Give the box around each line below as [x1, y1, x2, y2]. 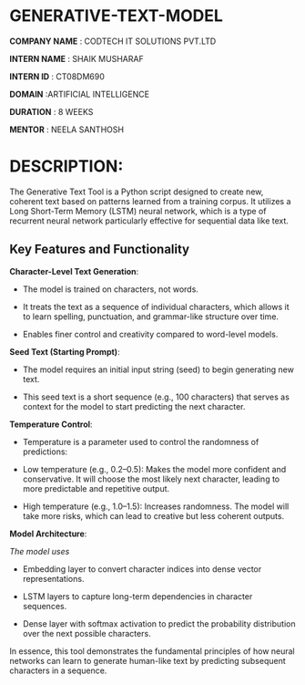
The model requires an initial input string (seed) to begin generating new [22, 364, 294, 375]
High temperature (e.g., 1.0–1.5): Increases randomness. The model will [22, 501, 290, 512]
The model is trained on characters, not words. [22, 284, 198, 295]
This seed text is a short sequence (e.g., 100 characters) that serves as [22, 391, 290, 402]
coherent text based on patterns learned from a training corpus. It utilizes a [9, 195, 291, 206]
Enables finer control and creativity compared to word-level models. [22, 328, 279, 339]
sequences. [22, 600, 67, 611]
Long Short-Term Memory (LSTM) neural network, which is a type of [9, 205, 267, 216]
